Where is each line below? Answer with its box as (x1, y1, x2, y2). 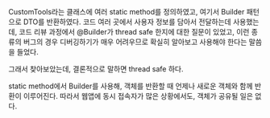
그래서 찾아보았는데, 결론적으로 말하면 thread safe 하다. (8, 64, 184, 74)
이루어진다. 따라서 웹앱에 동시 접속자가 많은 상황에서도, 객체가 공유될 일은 (23, 92, 254, 100)
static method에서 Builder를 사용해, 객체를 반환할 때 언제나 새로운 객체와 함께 (8, 81, 253, 91)
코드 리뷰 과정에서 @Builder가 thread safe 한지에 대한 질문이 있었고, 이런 (19, 27, 250, 36)
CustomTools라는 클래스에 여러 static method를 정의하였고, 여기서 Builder (8, 7, 245, 16)
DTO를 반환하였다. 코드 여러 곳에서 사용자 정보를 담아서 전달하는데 (23, 17, 232, 26)
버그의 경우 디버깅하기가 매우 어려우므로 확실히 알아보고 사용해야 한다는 (23, 37, 247, 47)
